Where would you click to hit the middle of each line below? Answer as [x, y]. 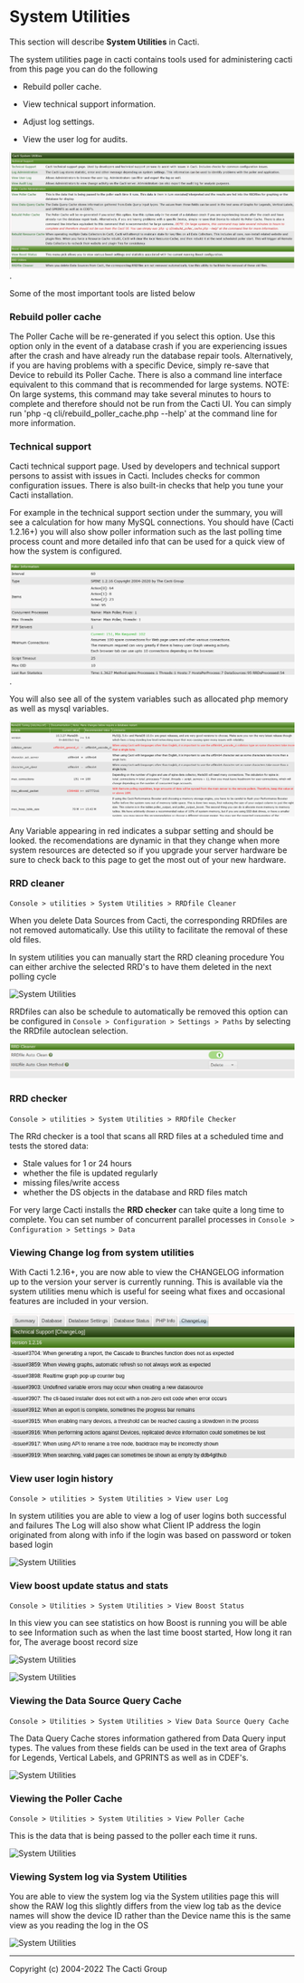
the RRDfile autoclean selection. [69, 1030]
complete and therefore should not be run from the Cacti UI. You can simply [151, 404]
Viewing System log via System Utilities [98, 1876]
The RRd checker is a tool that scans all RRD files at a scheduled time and [147, 1136]
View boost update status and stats [89, 1585]
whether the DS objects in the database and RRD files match [135, 1192]
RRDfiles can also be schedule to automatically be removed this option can [149, 1011]
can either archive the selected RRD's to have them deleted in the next [141, 966]
